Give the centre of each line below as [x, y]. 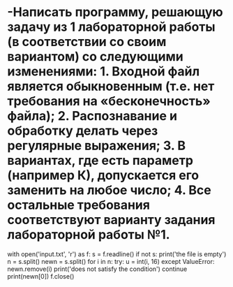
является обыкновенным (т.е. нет [111, 86]
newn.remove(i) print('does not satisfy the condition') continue [97, 269]
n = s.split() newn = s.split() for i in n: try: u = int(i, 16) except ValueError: [111, 261]
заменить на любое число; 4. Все [109, 190]
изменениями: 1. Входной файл [104, 72]
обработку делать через [83, 131]
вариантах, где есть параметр [100, 161]
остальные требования [78, 205]
